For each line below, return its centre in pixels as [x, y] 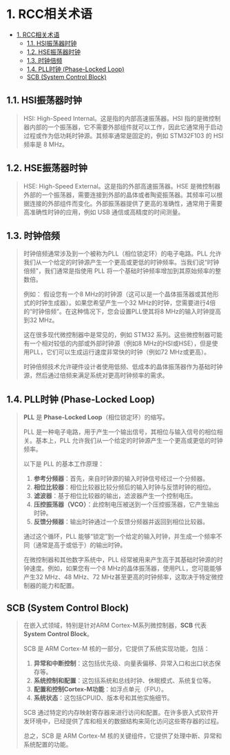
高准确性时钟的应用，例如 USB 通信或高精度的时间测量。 [104, 212]
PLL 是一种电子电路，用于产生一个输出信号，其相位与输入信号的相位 [120, 432]
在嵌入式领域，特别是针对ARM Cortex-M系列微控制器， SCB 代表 [115, 625]
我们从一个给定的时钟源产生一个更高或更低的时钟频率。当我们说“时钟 [121, 262]
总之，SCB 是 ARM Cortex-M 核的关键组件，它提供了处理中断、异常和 [123, 736]
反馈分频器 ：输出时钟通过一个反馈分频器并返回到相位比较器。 [121, 522]
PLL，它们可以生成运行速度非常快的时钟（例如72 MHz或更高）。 [120, 352]
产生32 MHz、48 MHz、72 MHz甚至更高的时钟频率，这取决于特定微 [120, 577]
